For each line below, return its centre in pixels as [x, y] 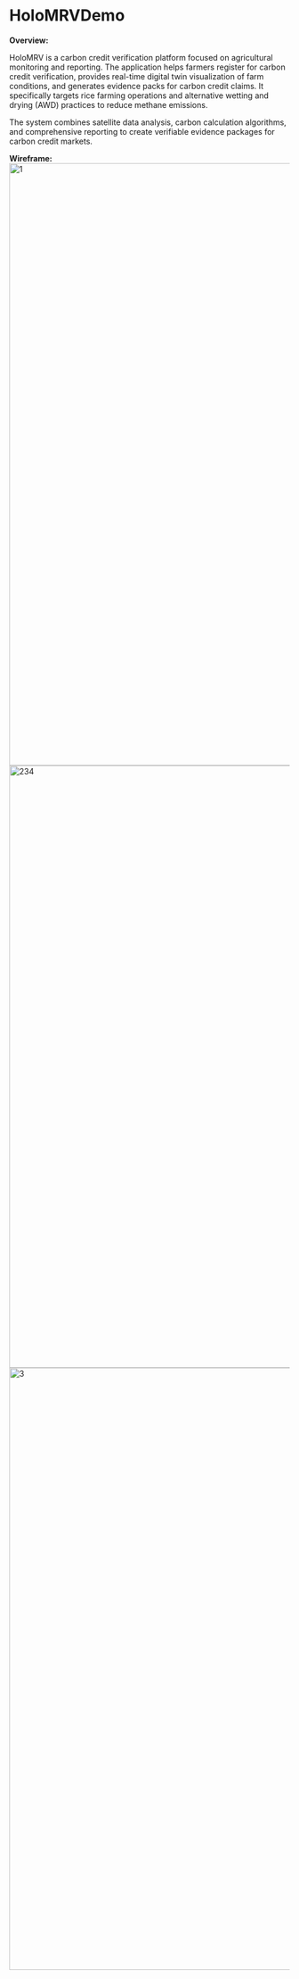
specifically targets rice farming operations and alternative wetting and [139, 95]
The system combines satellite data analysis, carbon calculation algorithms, [148, 122]
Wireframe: [31, 158]
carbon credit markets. [51, 141]
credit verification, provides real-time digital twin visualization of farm [137, 76]
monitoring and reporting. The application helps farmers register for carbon [148, 67]
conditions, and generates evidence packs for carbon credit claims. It [137, 86]
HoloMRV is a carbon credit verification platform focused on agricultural [141, 57]
